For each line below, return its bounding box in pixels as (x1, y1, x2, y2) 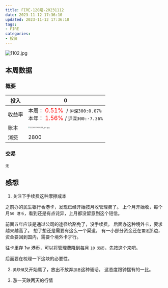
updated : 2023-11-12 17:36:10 (5, 17, 70, 22)
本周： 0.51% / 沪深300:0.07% (28, 107, 102, 114)
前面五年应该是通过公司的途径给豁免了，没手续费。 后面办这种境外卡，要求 (5, 221, 163, 227)
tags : (5, 21, 17, 27)
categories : (5, 31, 31, 36)
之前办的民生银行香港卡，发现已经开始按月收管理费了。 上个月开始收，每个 (5, 204, 163, 210)
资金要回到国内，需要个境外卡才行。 (5, 233, 81, 240)
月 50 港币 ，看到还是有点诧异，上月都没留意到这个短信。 (5, 210, 123, 216)
